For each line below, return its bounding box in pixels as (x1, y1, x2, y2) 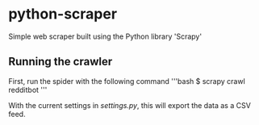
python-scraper (8, 5, 118, 23)
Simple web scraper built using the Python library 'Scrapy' (8, 31, 203, 41)
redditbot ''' (8, 85, 48, 94)
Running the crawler (8, 55, 113, 69)
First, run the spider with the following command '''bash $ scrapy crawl (8, 76, 246, 85)
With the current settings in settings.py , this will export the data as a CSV (8, 100, 252, 110)
